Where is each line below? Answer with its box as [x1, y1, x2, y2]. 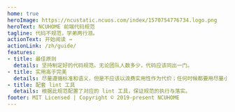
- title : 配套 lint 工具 [7, 81, 76, 88]
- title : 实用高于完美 [7, 68, 67, 75]
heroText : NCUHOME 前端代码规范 [7, 23, 96, 30]
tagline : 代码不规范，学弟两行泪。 [7, 29, 99, 37]
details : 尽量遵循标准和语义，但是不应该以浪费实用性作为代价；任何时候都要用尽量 [13, 74, 224, 82]
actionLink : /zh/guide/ [7, 42, 77, 49]
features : [7, 49, 36, 56]
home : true [7, 10, 39, 17]
